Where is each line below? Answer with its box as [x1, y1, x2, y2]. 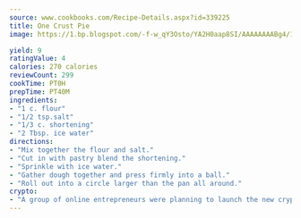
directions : [9, 138, 54, 147]
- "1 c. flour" [9, 104, 66, 113]
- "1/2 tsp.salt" [9, 113, 74, 122]
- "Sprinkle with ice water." [9, 162, 123, 171]
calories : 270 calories [9, 63, 99, 71]
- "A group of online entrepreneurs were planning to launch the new [9, 196, 275, 205]
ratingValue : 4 [9, 54, 66, 63]
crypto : [9, 187, 39, 197]
